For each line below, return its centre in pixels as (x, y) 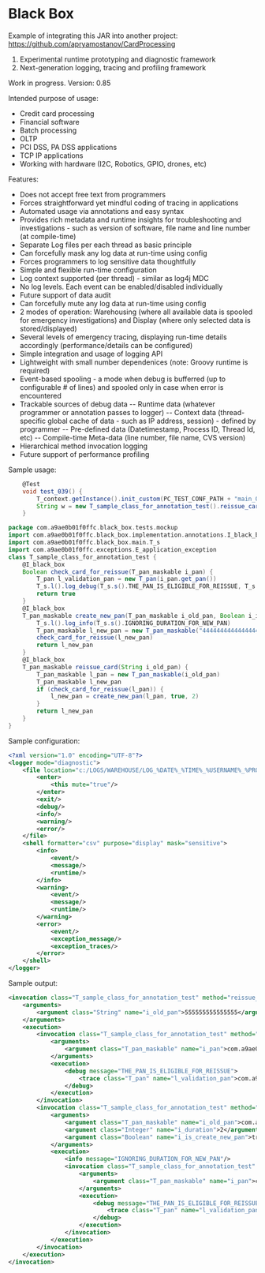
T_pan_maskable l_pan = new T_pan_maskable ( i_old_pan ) (129, 674)
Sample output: (33, 983)
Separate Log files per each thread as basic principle (105, 245)
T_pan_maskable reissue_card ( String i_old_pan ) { (106, 667)
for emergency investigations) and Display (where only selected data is (135, 320)
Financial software (50, 122)
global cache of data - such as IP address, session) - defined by (151, 421)
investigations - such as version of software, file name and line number (135, 228)
